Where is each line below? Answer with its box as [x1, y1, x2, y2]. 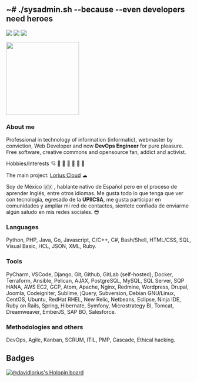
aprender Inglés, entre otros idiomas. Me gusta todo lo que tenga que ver [6, 190, 183, 197]
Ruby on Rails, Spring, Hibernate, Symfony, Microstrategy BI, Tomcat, [6, 302, 175, 309]
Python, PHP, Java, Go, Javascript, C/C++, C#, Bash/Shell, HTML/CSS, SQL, [6, 236, 191, 243]
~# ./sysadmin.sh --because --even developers [6, 5, 185, 15]
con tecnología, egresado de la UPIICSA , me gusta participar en [6, 196, 162, 203]
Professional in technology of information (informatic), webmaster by [6, 136, 173, 143]
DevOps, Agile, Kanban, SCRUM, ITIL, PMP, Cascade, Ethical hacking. [6, 336, 175, 343]
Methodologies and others [6, 323, 84, 331]
